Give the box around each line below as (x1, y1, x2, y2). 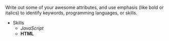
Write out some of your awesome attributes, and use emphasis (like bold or (5, 5, 164, 10)
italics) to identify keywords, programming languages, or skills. (5, 10, 138, 16)
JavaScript (20, 25, 44, 31)
